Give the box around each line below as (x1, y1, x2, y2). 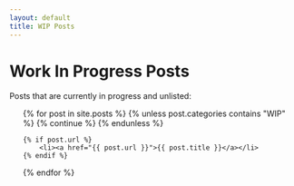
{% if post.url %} (22, 135, 93, 145)
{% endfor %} (22, 167, 75, 178)
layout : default (9, 13, 71, 23)
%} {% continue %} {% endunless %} (22, 118, 164, 129)
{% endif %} (22, 152, 68, 161)
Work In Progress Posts (9, 61, 191, 82)
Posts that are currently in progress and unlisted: (9, 91, 192, 102)
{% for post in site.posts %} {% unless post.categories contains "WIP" (22, 108, 286, 119)
